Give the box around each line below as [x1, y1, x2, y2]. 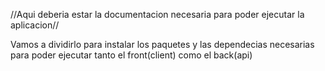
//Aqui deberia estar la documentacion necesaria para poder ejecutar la [10, 9, 305, 20]
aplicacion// [10, 19, 60, 31]
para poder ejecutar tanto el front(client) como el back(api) [10, 49, 253, 61]
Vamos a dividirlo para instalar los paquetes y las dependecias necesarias [10, 39, 315, 50]
